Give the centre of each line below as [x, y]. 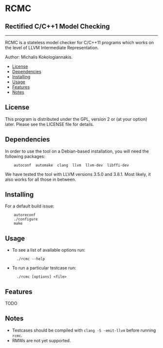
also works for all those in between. [41, 179]
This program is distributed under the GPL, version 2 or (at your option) [76, 119]
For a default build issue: [30, 206]
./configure [26, 219]
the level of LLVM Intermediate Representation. [52, 47]
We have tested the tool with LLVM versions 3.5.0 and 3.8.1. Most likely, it [78, 174]
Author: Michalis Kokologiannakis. [39, 57]
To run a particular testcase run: [44, 268]
